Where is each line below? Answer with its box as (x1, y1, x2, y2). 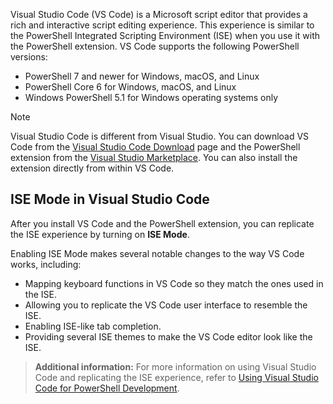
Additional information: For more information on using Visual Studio (34, 360, 317, 373)
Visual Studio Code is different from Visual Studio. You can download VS (10, 130, 310, 142)
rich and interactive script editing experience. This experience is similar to (10, 19, 315, 31)
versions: (10, 51, 48, 63)
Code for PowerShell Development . (34, 382, 180, 394)
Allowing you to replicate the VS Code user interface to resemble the (24, 299, 308, 311)
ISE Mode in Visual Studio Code (10, 191, 210, 208)
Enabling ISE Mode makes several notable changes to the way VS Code (10, 247, 305, 259)
